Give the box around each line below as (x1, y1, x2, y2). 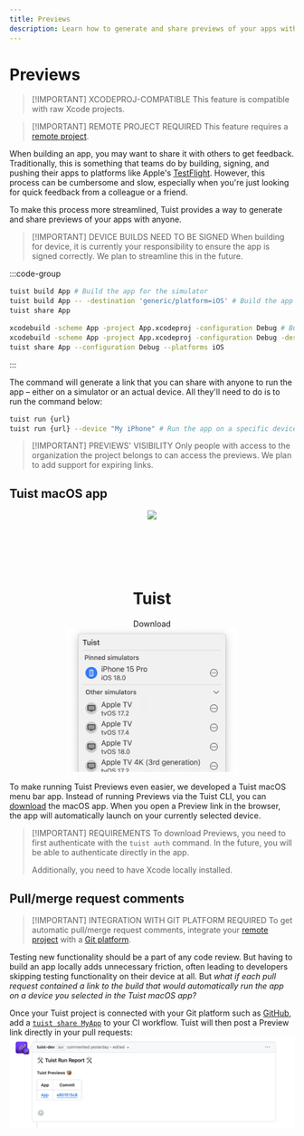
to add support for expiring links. (31, 460, 154, 471)
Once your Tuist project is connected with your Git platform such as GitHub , (9, 1007, 292, 1018)
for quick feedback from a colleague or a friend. (9, 186, 188, 198)
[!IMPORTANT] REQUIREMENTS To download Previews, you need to (31, 828, 287, 839)
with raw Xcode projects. (31, 104, 125, 115)
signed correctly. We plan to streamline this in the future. (31, 251, 243, 262)
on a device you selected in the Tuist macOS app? (9, 990, 197, 1001)
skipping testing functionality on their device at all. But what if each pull (9, 971, 277, 982)
